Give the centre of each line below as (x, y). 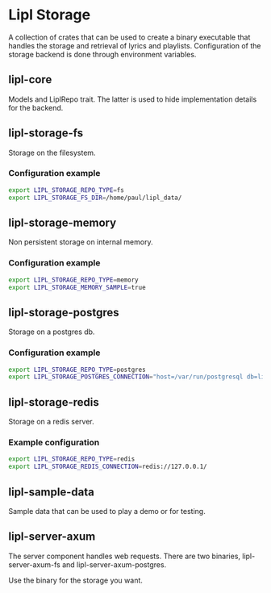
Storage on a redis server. (51, 422)
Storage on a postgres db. (52, 332)
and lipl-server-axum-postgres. (114, 564)
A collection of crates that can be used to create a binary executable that (129, 37)
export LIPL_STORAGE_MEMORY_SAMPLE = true (77, 287)
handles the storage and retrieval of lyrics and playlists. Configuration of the (135, 45)
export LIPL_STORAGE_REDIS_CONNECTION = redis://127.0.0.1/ (108, 467)
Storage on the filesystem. (52, 152)
